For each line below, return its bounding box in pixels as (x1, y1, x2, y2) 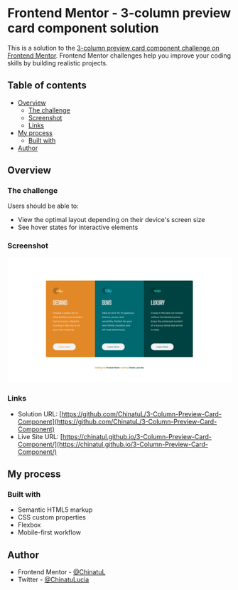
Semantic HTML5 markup (17, 505, 93, 514)
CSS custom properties (17, 513, 87, 522)
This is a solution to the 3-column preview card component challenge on (7, 43, 220, 52)
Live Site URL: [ (17, 432, 63, 441)
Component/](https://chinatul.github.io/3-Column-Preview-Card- (17, 440, 208, 448)
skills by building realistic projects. (7, 58, 108, 67)
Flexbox (17, 521, 41, 530)
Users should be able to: (7, 201, 80, 211)
